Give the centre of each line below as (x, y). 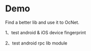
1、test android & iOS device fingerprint (45, 32)
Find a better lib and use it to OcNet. (42, 22)
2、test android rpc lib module (36, 43)
